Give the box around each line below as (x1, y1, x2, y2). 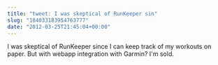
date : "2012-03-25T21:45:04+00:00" (7, 23, 111, 30)
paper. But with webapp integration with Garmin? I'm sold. (7, 50, 175, 58)
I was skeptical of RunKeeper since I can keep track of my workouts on (7, 43, 212, 51)
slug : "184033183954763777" (7, 17, 89, 24)
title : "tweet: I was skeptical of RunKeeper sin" (7, 10, 158, 17)
